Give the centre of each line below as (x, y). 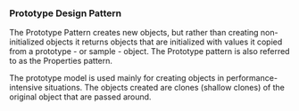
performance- (252, 78)
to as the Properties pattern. (61, 61)
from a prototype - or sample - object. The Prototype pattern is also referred (149, 52)
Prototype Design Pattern (66, 13)
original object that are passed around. (80, 97)
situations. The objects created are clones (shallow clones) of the (165, 88)
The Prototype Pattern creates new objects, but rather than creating (134, 33)
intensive (26, 88)
